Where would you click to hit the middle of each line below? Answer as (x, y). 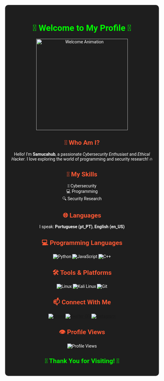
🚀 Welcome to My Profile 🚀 (82, 28)
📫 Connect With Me (82, 302)
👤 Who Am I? (82, 143)
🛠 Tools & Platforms (82, 273)
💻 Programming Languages (82, 243)
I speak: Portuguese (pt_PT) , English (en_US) (82, 227)
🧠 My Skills (82, 174)
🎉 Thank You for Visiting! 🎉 (82, 361)
